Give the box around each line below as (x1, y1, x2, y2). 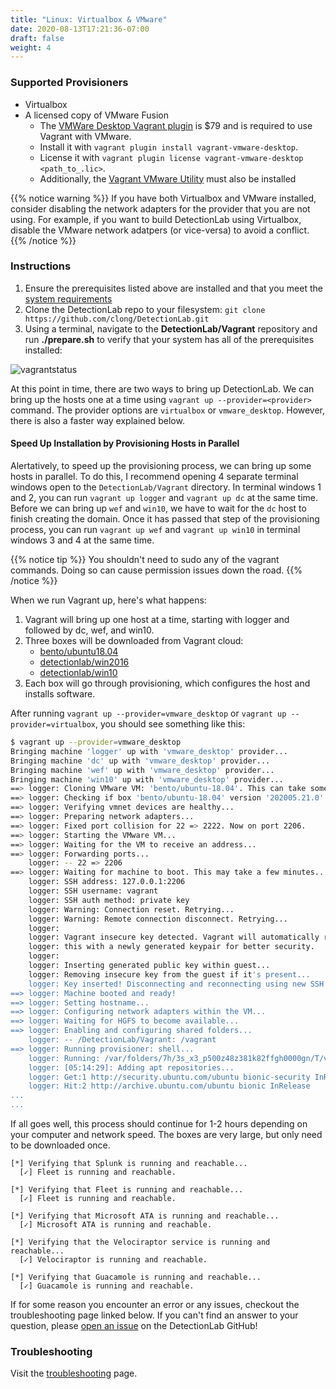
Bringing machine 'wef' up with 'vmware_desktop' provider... (10, 765, 275, 775)
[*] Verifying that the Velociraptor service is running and (10, 1237, 271, 1248)
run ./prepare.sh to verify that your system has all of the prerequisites (24, 333, 315, 345)
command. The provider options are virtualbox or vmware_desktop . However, (10, 404, 326, 416)
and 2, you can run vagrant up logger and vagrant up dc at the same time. (10, 492, 319, 504)
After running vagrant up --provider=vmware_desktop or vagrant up (10, 707, 287, 720)
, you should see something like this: (95, 718, 246, 730)
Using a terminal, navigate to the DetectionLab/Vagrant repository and (24, 322, 318, 335)
